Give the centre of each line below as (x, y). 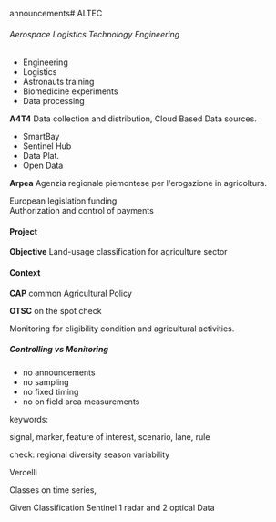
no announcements (59, 372)
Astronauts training (58, 82)
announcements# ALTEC (56, 13)
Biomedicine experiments (70, 91)
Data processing (53, 101)
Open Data (43, 166)
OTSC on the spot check (56, 310)
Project (24, 231)
